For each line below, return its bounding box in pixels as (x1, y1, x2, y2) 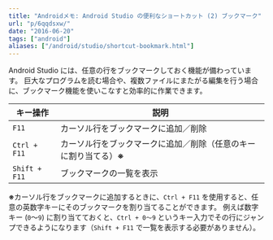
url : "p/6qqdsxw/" (8, 20, 71, 28)
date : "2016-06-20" (8, 27, 75, 35)
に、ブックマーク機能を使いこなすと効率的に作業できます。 (8, 86, 207, 96)
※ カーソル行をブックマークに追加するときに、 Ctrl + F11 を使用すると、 (8, 192, 252, 202)
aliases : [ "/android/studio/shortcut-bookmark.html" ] (8, 42, 195, 50)
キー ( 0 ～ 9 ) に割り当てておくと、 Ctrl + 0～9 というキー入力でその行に (8, 212, 244, 222)
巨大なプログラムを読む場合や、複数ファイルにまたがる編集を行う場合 (24, 76, 258, 85)
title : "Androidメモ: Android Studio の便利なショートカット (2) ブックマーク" (8, 11, 262, 20)
